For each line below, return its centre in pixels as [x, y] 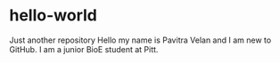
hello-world [54, 16]
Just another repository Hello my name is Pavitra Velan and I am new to [140, 40]
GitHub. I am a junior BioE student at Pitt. [84, 49]
